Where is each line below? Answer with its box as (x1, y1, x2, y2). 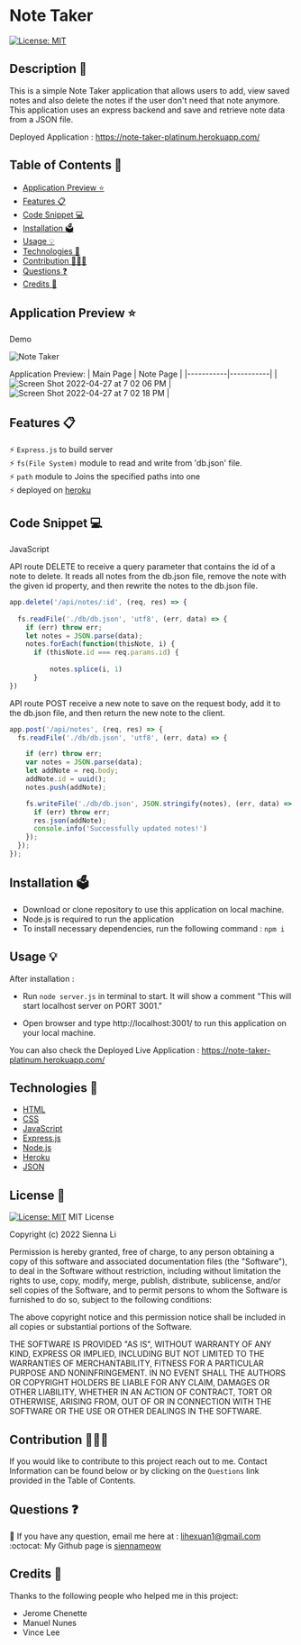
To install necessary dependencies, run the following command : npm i (22, 922, 286, 933)
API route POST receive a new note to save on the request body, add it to (9, 697, 281, 708)
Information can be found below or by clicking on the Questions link (9, 1465, 260, 1476)
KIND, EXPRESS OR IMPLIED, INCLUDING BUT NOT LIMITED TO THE (9, 1349, 265, 1359)
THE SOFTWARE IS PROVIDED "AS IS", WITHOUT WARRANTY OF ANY (9, 1339, 272, 1350)
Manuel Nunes (22, 1617, 77, 1628)
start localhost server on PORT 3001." (22, 1000, 163, 1011)
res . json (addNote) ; (32, 816, 106, 825)
